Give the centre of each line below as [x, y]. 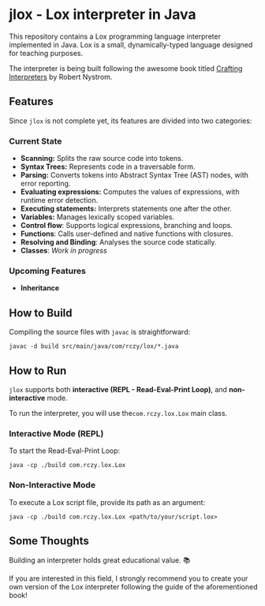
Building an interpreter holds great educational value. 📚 [100, 560]
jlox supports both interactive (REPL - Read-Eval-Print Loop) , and [118, 389]
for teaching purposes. [46, 53]
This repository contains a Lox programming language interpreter [115, 36]
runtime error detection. [59, 200]
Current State [35, 141]
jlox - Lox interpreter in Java [103, 15]
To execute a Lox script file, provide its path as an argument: [107, 502]
